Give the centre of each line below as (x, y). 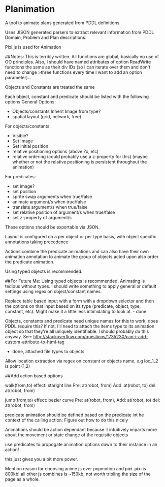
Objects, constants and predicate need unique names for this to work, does (82, 321)
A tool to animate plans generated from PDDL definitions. (63, 23)
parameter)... (18, 77)
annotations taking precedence (37, 242)
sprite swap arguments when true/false (52, 196)
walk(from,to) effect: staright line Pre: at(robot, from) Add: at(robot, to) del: (81, 385)
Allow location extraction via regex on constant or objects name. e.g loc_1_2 (82, 361)
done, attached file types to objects (48, 351)
